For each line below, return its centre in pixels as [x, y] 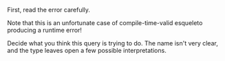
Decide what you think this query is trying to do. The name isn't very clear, [112, 43]
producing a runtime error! [45, 30]
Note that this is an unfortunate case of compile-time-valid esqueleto [105, 23]
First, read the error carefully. [49, 10]
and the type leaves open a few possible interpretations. [87, 50]
